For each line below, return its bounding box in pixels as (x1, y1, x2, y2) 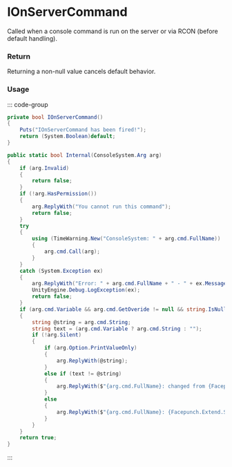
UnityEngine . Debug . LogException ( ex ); (32, 287, 140, 294)
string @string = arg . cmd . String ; (32, 318, 131, 325)
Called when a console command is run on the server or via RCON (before (7, 27, 219, 35)
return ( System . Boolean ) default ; (19, 133, 116, 140)
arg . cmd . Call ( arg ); (43, 248, 100, 256)
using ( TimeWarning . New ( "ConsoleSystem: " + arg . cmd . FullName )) (32, 236, 221, 242)
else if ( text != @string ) (43, 370, 122, 377)
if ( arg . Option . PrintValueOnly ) (43, 345, 137, 352)
